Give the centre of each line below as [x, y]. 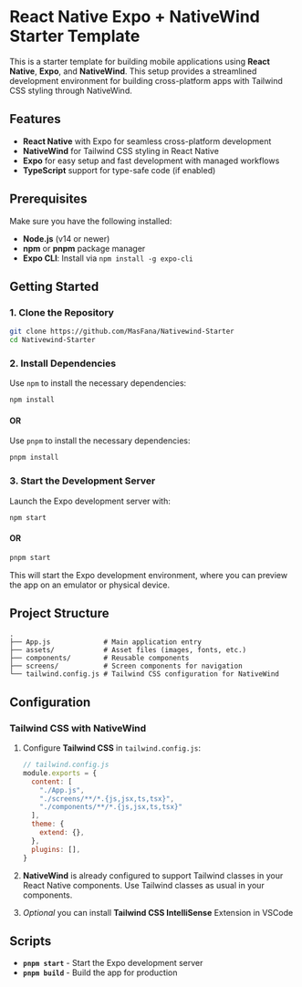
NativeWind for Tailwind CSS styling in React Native [120, 151]
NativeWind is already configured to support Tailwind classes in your [153, 875]
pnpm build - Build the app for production [100, 972]
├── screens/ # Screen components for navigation [126, 666]
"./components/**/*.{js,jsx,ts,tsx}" [111, 807]
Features [35, 119]
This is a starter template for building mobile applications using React [140, 61]
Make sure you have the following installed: [91, 221]
